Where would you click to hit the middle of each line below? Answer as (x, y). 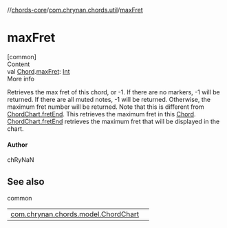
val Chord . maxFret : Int (39, 71)
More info (21, 79)
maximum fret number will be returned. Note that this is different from (106, 107)
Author (18, 145)
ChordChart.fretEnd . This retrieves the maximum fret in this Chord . (101, 114)
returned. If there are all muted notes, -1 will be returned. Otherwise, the (109, 99)
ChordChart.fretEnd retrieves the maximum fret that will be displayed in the (113, 121)
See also (26, 182)
